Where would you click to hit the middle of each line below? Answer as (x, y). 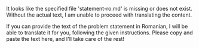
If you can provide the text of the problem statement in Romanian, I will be (97, 26)
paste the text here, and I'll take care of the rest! (65, 39)
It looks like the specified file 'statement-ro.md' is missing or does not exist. (99, 9)
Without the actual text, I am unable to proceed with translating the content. (99, 15)
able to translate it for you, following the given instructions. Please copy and (99, 33)
